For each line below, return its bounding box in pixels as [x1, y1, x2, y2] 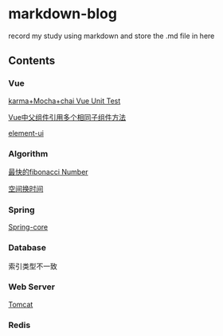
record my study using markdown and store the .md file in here [8, 31, 215, 41]
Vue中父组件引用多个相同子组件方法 [8, 112, 127, 122]
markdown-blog [8, 5, 118, 23]
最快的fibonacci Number [8, 167, 89, 176]
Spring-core [8, 222, 49, 232]
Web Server [8, 281, 56, 292]
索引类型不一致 [8, 261, 57, 271]
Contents [8, 54, 56, 68]
